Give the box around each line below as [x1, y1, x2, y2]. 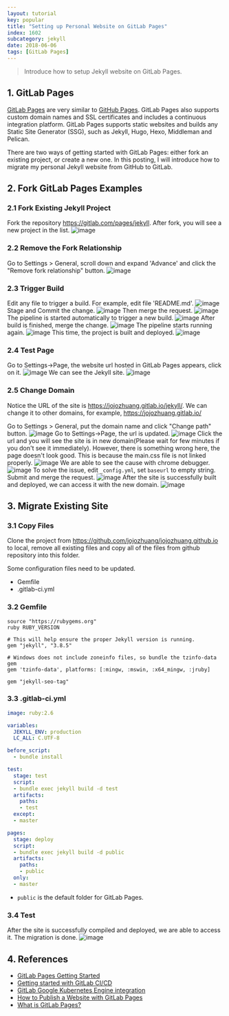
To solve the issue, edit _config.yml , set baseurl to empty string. [33, 466, 216, 474]
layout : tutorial [7, 10, 57, 17]
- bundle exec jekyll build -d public [13, 849, 125, 856]
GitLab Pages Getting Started [17, 971, 100, 980]
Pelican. [7, 135, 30, 143]
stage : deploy [13, 836, 54, 843]
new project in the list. [7, 226, 70, 235]
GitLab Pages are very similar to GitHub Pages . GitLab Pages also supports [7, 105, 219, 114]
